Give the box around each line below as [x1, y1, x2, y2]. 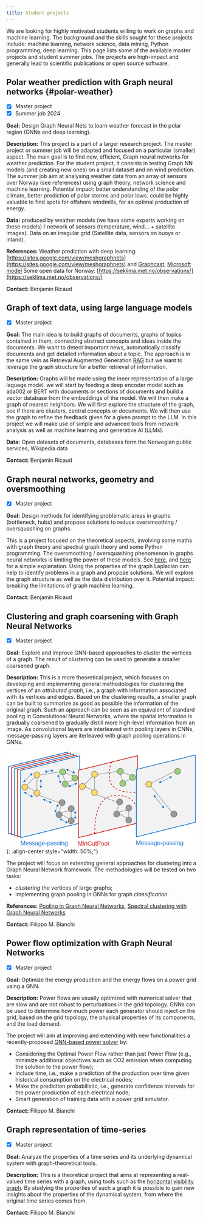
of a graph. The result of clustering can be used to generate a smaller [6, 656, 181, 663]
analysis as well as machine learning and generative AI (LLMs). [6, 427, 164, 434]
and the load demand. [6, 1020, 61, 1027]
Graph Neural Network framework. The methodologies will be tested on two [6, 866, 196, 873]
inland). [6, 236, 26, 243]
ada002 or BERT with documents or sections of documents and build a [6, 388, 184, 395]
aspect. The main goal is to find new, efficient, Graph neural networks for [6, 153, 190, 160]
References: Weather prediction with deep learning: [6, 247, 137, 255]
